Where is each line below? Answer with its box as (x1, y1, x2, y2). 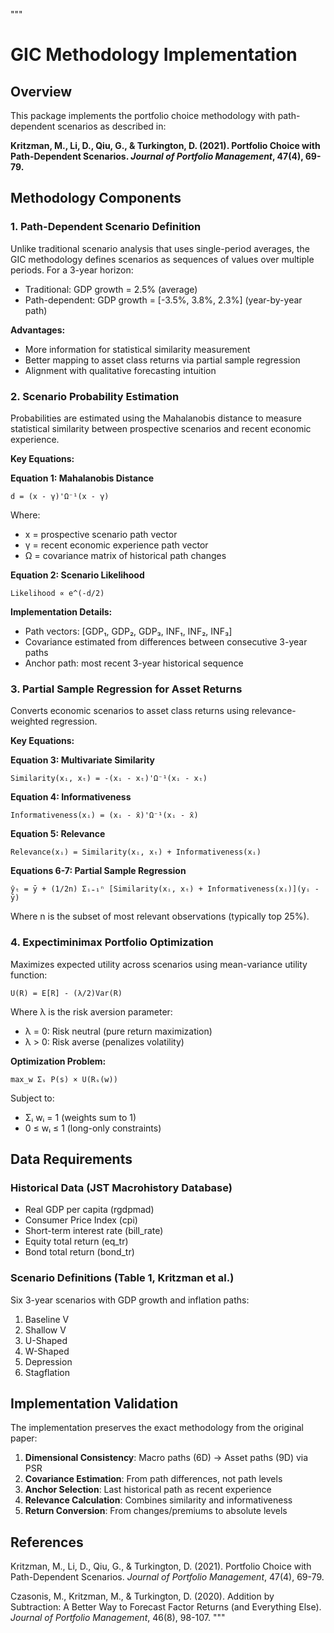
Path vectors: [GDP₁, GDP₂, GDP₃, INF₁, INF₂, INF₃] (24, 625, 233, 637)
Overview (10, 83, 73, 100)
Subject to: (10, 1092, 55, 1104)
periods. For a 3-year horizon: (10, 264, 134, 276)
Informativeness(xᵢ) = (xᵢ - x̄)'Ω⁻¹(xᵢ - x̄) (10, 810, 199, 821)
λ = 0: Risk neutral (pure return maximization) (24, 1025, 213, 1037)
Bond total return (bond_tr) (24, 1246, 135, 1258)
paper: (10, 1432, 38, 1444)
